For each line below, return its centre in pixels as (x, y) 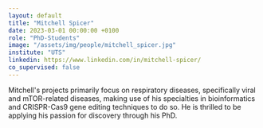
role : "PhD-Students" (44, 38)
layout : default (35, 16)
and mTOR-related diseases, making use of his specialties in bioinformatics (132, 98)
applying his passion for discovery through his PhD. (93, 115)
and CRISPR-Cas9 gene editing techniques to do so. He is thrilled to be (125, 107)
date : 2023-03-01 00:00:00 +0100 (64, 30)
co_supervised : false (44, 68)
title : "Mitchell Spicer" (51, 23)
